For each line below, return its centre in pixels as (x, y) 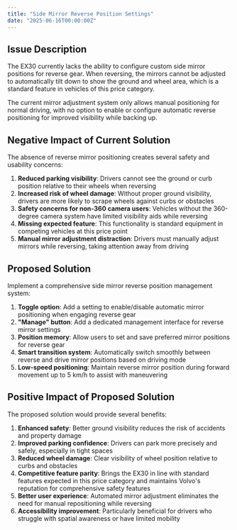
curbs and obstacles (48, 465)
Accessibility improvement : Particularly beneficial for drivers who (115, 511)
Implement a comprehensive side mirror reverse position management (110, 285)
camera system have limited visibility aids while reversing (124, 216)
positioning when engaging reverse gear (77, 314)
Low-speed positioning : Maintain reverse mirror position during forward (123, 367)
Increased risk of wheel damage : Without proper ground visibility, (114, 194)
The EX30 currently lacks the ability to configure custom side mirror (106, 66)
